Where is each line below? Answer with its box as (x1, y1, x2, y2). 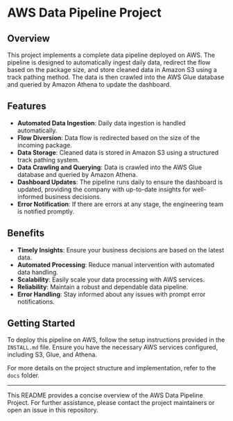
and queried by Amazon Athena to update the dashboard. (7, 80, 171, 88)
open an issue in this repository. (7, 406, 98, 414)
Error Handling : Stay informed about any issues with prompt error (17, 290, 206, 298)
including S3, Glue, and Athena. (7, 350, 97, 359)
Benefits (7, 227, 45, 239)
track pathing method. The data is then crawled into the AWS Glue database (7, 73, 225, 81)
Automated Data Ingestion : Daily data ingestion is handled (17, 119, 186, 127)
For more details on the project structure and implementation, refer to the (7, 364, 216, 372)
